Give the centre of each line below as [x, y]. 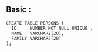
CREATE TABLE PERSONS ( [35, 23]
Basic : [18, 10]
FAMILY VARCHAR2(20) [36, 38]
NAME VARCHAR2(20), [38, 33]
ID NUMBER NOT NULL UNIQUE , [52, 28]
